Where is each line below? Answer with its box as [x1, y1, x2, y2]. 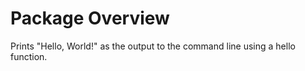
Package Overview [10, 7, 170, 30]
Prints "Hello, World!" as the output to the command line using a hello [10, 40, 296, 52]
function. [10, 50, 48, 62]
